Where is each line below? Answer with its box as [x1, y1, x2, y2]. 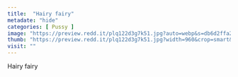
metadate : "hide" [7, 17, 59, 24]
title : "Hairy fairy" [7, 10, 74, 17]
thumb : [7, 36, 27, 43]
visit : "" [7, 43, 37, 50]
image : [7, 29, 27, 37]
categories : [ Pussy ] [7, 23, 74, 30]
